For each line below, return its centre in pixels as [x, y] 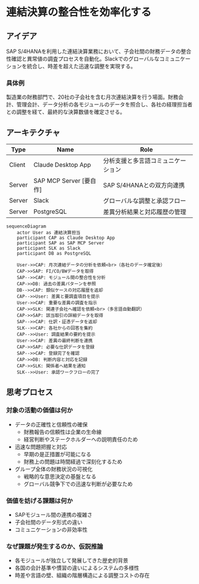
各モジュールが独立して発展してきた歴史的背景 [71, 561]
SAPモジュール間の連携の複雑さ [54, 515]
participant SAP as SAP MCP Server [61, 243]
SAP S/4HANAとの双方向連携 [144, 185]
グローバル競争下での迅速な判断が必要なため [78, 484]
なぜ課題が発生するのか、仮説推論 [55, 547]
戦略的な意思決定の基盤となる [60, 476]
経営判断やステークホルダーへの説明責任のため [81, 439]
